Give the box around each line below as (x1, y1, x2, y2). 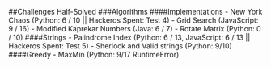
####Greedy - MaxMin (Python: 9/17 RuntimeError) (8, 50, 180, 59)
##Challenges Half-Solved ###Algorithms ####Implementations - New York (8, 7, 263, 16)
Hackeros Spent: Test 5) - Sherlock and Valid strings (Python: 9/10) (8, 41, 232, 51)
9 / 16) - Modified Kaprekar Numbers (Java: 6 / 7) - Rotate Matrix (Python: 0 (8, 24, 261, 33)
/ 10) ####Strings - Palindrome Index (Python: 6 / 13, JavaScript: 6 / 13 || (8, 32, 251, 42)
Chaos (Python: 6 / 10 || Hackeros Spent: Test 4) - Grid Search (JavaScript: (8, 15, 259, 25)
